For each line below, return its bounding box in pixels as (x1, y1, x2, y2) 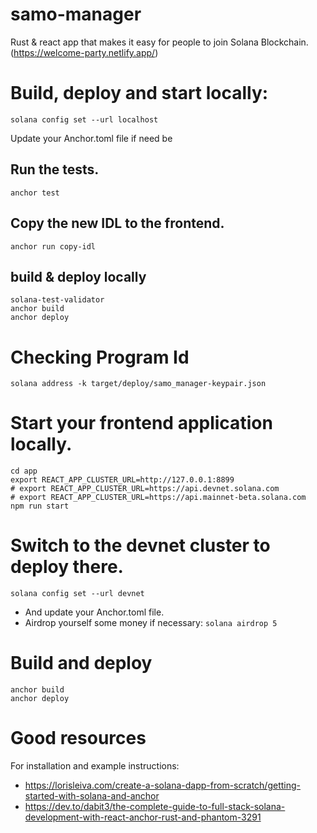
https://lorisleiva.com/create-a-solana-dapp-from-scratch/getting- (24, 779, 301, 791)
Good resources (10, 727, 147, 750)
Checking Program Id (10, 346, 190, 368)
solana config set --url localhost (10, 114, 159, 125)
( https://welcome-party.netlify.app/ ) (10, 46, 159, 58)
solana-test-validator (10, 295, 105, 305)
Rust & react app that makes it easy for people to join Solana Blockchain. (10, 36, 309, 48)
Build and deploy (10, 652, 153, 675)
